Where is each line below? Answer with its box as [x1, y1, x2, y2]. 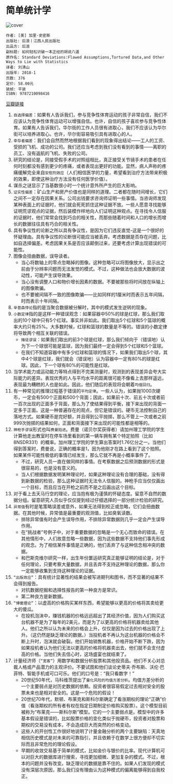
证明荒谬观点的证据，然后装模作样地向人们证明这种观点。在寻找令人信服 [13, 208, 166, 214]
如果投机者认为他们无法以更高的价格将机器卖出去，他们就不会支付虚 [21, 644, 165, 650]
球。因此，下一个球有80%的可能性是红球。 [21, 362, 112, 368]
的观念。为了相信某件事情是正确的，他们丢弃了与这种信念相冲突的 [21, 542, 161, 548]
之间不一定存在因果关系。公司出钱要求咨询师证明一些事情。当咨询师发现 [13, 195, 166, 201]
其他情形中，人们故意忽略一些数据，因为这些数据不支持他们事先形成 [21, 535, 165, 542]
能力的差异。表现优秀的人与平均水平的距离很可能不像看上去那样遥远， [17, 375, 166, 381]
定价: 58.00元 [6, 81, 34, 86]
